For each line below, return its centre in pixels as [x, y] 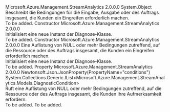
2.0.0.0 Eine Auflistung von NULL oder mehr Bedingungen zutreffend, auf [83, 45]
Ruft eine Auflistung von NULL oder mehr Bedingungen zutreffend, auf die [83, 88]
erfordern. [16, 99]
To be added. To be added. [34, 105]
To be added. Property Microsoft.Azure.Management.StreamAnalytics [79, 67]
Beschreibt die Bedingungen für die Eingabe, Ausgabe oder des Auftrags [82, 12]
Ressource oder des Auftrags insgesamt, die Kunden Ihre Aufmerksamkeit [83, 94]
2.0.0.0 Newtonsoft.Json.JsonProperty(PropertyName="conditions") [78, 72]
